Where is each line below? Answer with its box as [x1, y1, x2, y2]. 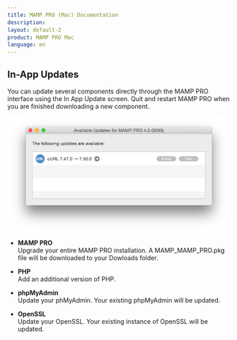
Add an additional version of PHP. [17, 274, 116, 283]
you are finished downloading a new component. [7, 102, 150, 110]
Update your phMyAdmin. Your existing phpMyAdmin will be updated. [17, 295, 221, 304]
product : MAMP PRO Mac [7, 34, 74, 41]
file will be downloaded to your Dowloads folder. [17, 253, 158, 262]
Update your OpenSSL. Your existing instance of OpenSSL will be [17, 317, 209, 325]
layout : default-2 [7, 26, 62, 33]
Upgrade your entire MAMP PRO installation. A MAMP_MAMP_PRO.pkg [17, 246, 225, 254]
